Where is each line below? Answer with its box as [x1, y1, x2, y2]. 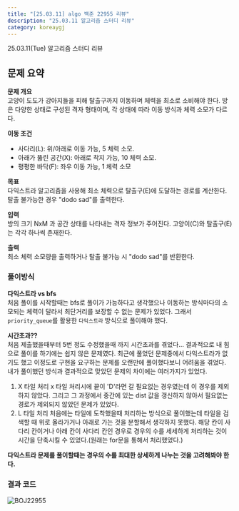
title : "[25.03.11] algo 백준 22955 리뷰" [7, 10, 130, 18]
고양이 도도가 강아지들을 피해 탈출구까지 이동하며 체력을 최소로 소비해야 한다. [7, 96, 221, 105]
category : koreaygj [7, 24, 66, 31]
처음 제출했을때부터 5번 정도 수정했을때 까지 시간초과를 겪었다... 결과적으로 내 [7, 340, 223, 349]
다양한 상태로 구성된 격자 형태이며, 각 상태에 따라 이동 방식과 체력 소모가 [14, 105, 215, 114]
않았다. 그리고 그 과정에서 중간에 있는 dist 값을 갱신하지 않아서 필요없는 [31, 391, 228, 400]
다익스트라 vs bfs [7, 290, 57, 298]
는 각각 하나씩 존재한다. [7, 228, 73, 237]
